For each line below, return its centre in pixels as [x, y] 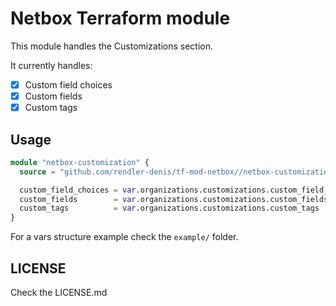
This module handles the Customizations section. [112, 46]
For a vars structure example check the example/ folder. [124, 237]
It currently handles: [51, 65]
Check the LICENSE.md [59, 292]
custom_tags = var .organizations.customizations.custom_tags [169, 208]
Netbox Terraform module [120, 18]
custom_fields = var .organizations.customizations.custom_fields [174, 199]
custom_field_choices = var [78, 190]
